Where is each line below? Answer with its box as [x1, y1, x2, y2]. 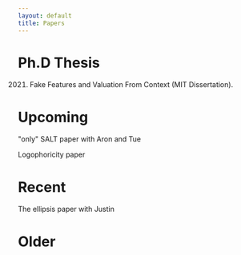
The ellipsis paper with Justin [18, 205, 115, 214]
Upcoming [18, 108, 89, 126]
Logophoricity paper [18, 149, 86, 160]
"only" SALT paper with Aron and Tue [18, 134, 142, 144]
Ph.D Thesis [18, 54, 100, 72]
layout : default [18, 11, 72, 20]
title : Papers [18, 19, 66, 27]
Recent [18, 177, 66, 196]
